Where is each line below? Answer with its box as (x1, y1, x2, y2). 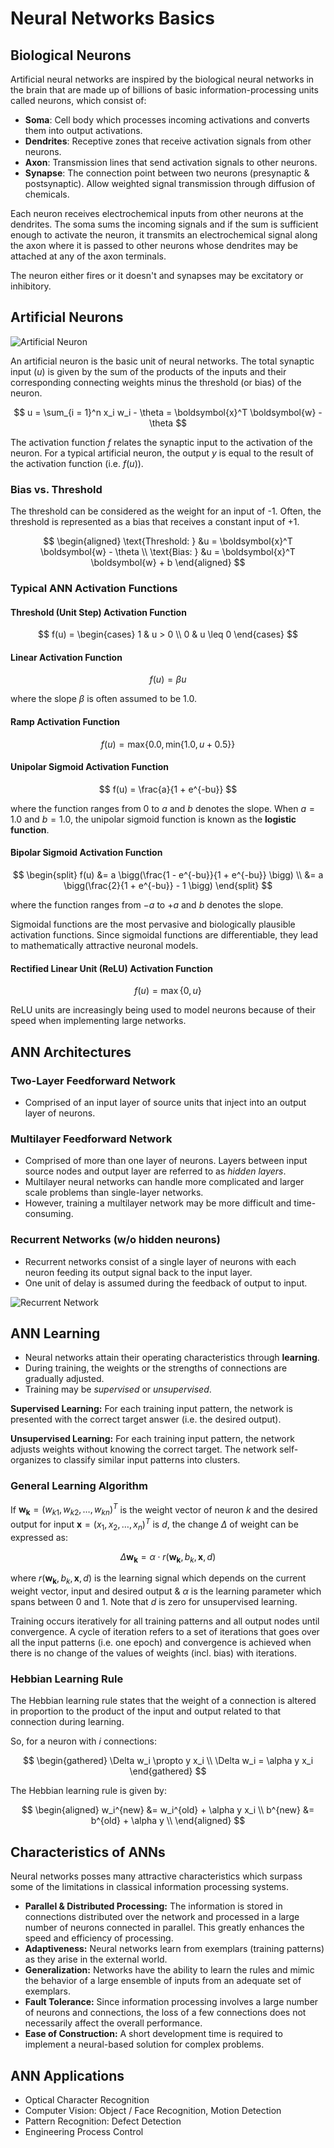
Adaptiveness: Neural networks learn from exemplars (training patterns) (24, 1943, 325, 1955)
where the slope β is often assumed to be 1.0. (10, 693, 197, 705)
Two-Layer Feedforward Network (10, 1073, 176, 1087)
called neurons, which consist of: (10, 95, 147, 106)
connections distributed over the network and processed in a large (24, 1911, 300, 1923)
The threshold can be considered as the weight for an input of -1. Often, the (10, 505, 322, 517)
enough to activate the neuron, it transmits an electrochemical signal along (10, 229, 318, 241)
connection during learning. (10, 1716, 125, 1728)
